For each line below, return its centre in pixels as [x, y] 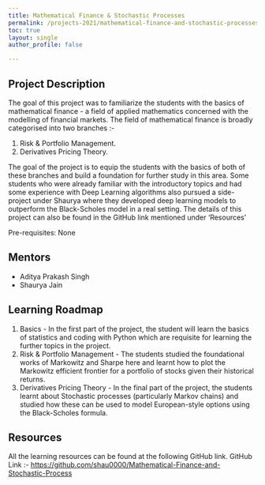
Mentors [30, 258]
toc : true [24, 30]
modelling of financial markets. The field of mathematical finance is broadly [131, 119]
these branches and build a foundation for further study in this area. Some [129, 175]
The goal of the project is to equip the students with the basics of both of [127, 167]
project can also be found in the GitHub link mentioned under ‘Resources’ [127, 217]
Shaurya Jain [41, 284]
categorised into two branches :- [62, 128]
